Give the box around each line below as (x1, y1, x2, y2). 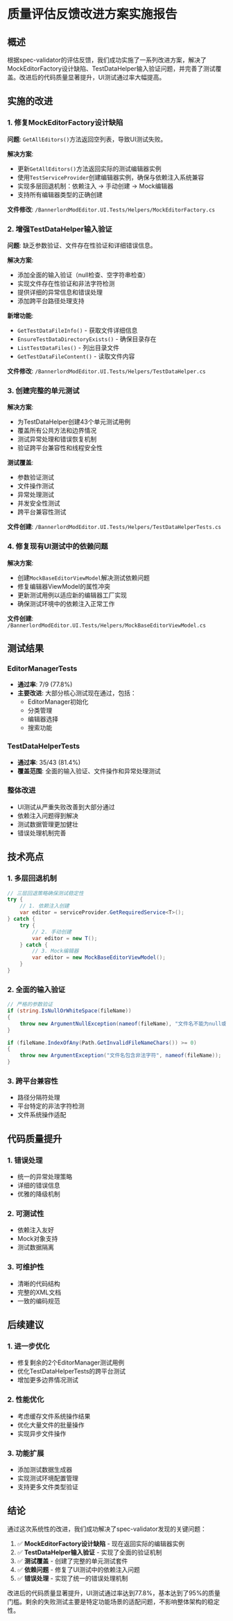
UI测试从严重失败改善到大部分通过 (17, 802, 115, 811)
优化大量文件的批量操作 (17, 1421, 85, 1429)
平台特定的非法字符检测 (17, 1102, 85, 1110)
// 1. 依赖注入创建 (19, 903, 69, 910)
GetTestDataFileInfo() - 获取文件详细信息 (17, 326, 138, 334)
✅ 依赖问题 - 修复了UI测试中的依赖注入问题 (17, 1565, 141, 1574)
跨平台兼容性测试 (17, 508, 67, 517)
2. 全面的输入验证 (7, 985, 66, 994)
